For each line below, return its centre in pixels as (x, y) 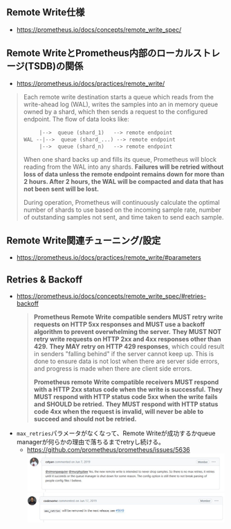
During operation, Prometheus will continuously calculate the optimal (122, 202)
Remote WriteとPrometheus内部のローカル (100, 53)
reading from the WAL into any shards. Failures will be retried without (123, 167)
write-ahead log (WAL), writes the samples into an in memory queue (121, 104)
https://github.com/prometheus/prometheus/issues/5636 (109, 450)
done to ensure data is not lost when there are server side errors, (126, 361)
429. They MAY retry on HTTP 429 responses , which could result (129, 346)
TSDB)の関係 (56, 66)
